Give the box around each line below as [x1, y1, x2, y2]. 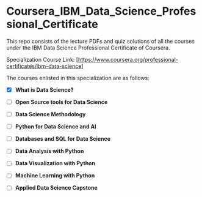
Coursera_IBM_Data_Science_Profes [6, 4, 197, 18]
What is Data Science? [15, 86, 74, 93]
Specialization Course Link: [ [6, 56, 78, 63]
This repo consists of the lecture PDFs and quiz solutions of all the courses [6, 37, 195, 45]
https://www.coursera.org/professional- [78, 56, 179, 63]
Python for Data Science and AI [15, 123, 96, 130]
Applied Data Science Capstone [15, 184, 98, 191]
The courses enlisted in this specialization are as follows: [6, 74, 150, 81]
